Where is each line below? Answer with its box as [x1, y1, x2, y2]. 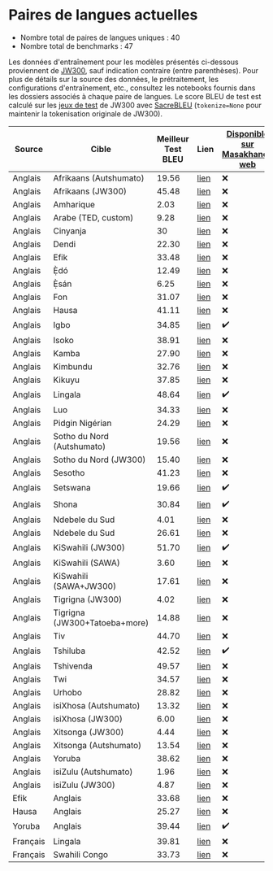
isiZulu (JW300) [53, 779, 115, 790]
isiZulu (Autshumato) [53, 766, 133, 777]
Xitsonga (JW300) [53, 726, 124, 738]
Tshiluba [53, 645, 86, 656]
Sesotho [53, 467, 85, 478]
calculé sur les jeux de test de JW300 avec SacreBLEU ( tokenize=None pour [8, 100, 262, 110]
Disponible [226, 128, 270, 139]
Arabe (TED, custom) [53, 211, 134, 223]
